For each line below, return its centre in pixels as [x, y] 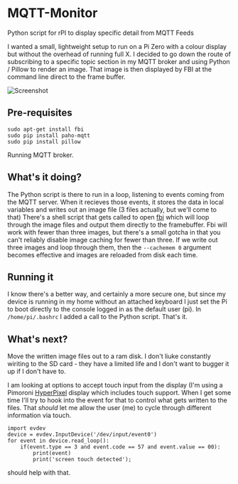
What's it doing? [44, 177]
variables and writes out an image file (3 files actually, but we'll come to [112, 209]
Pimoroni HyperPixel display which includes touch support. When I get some [119, 393]
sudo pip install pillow [44, 141]
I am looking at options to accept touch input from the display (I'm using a [115, 385]
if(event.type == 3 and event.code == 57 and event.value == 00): [120, 447]
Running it [31, 277]
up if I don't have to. [37, 372]
